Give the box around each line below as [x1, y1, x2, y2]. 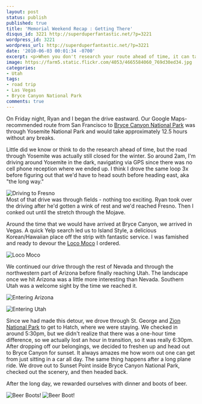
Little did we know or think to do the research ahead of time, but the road [6, 146, 188, 153]
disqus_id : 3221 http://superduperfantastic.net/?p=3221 [6, 31, 152, 37]
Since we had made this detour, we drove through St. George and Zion [6, 317, 181, 324]
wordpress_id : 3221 [6, 37, 55, 43]
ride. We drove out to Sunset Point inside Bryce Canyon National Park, [6, 362, 180, 369]
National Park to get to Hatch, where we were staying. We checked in [6, 323, 178, 331]
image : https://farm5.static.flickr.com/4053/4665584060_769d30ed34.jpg [6, 59, 192, 65]
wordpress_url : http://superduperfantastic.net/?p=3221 [6, 43, 149, 49]
